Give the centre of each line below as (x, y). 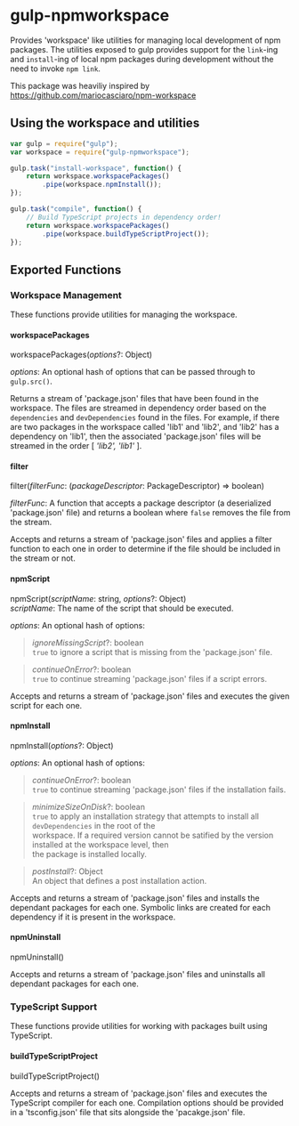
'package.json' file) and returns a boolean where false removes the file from (150, 513)
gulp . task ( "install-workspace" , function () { (96, 168)
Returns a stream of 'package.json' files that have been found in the (134, 399)
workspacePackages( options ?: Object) (81, 355)
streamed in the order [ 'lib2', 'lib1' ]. (76, 446)
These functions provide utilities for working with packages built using (139, 1026)
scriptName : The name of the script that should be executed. (122, 608)
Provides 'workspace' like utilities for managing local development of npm (145, 40)
